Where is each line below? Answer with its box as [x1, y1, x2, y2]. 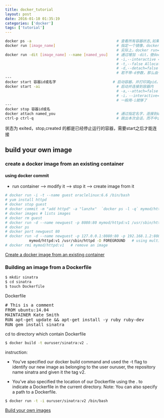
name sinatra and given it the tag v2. [12, 369, 86, 375]
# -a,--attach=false [116, 88, 159, 93]
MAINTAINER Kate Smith [5, 312, 60, 317]
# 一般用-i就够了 [116, 98, 147, 103]
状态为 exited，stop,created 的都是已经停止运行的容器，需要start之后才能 [5, 125, 153, 131]
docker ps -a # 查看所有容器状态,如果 [5, 39, 160, 44]
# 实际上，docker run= [116, 47, 160, 53]
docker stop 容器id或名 [5, 107, 50, 112]
